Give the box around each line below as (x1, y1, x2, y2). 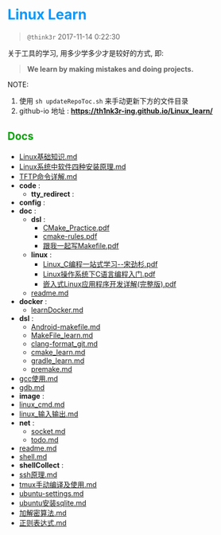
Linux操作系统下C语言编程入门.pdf (42, 269, 156, 279)
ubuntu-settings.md (18, 488, 84, 498)
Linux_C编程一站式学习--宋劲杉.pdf (42, 259, 158, 268)
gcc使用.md (18, 373, 59, 383)
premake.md (30, 364, 72, 373)
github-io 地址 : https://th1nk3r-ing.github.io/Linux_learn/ (18, 106, 213, 115)
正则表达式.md (18, 517, 67, 527)
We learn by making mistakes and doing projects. (26, 64, 194, 73)
